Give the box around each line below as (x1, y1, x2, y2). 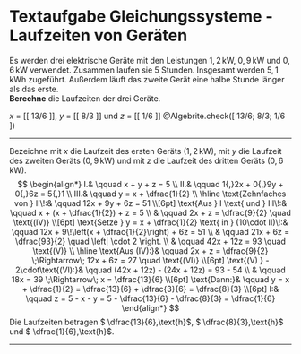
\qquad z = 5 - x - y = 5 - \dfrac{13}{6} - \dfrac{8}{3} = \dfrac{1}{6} (25, 293, 276, 304)
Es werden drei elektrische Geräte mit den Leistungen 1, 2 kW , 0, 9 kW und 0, (9, 55, 290, 65)
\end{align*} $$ (121, 302, 180, 313)
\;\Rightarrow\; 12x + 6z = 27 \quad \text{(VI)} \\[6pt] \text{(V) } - (31, 255, 270, 265)
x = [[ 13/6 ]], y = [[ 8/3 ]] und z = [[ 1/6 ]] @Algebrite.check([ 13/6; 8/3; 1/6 (9, 110, 286, 121)
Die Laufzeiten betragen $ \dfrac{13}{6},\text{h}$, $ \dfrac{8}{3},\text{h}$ (9, 316, 284, 327)
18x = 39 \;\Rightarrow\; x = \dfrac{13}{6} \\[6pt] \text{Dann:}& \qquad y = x (11, 273, 290, 284)
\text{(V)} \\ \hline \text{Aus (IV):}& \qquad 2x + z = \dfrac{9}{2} (32, 245, 269, 256)
